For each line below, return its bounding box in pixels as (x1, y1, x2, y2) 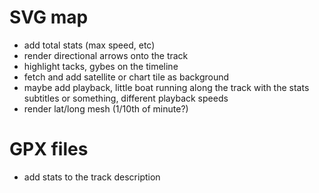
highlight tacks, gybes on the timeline (23, 60, 179, 72)
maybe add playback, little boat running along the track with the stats (23, 81, 310, 93)
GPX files (9, 138, 89, 161)
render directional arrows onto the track (23, 49, 189, 61)
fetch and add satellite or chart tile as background (23, 71, 230, 83)
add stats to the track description (23, 171, 161, 183)
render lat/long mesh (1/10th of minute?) (23, 102, 189, 115)
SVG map (9, 6, 89, 29)
